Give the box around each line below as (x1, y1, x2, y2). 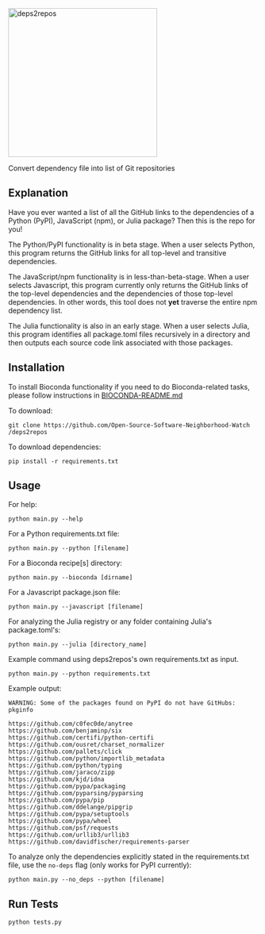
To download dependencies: (8, 442, 102, 452)
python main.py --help (8, 515, 83, 523)
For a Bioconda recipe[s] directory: (8, 559, 123, 568)
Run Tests (8, 897, 59, 911)
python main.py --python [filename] (8, 544, 129, 552)
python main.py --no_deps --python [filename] (8, 876, 165, 884)
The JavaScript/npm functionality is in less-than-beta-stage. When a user (8, 271, 250, 281)
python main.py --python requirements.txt (8, 670, 151, 678)
